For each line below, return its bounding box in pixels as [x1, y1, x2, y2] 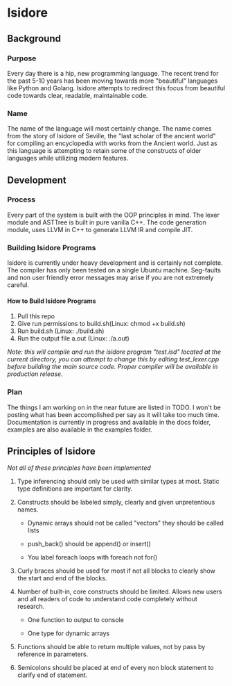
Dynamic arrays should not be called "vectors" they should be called [27, 519, 224, 528]
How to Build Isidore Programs [7, 297, 96, 305]
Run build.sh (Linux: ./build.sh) [17, 327, 105, 335]
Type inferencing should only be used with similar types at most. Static [17, 477, 220, 486]
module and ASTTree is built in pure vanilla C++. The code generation [7, 218, 206, 227]
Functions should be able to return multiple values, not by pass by [17, 643, 206, 651]
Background [7, 33, 61, 44]
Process [7, 195, 36, 204]
